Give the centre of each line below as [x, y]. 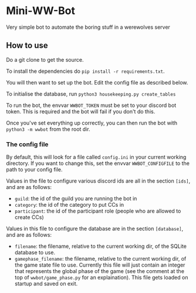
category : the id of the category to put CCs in [69, 205]
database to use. [35, 252]
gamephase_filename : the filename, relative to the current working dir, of [100, 259]
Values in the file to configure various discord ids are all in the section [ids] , [98, 181]
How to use [27, 46]
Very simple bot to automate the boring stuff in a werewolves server [88, 27]
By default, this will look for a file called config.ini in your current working [96, 157]
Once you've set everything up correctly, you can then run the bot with [92, 123]
